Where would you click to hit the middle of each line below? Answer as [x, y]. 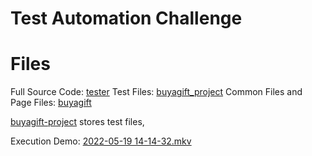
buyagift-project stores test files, [77, 122]
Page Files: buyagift [51, 103]
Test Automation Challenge [126, 18]
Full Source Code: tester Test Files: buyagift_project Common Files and [156, 92]
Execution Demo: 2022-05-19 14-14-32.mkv [101, 141]
